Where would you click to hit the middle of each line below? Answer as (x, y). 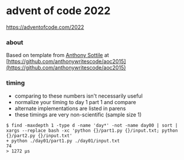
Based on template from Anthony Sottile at (57, 55)
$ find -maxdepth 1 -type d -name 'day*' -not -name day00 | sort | (92, 125)
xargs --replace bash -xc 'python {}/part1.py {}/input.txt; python (92, 131)
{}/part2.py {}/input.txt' (39, 136)
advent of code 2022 (58, 11)
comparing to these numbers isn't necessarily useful (78, 96)
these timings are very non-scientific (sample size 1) (78, 114)
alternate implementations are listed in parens (70, 108)
